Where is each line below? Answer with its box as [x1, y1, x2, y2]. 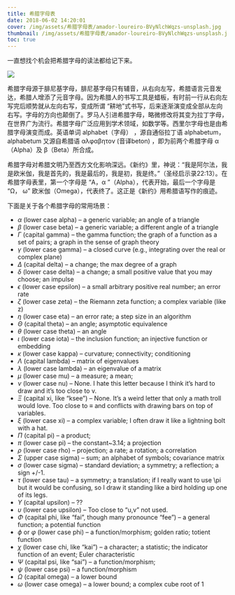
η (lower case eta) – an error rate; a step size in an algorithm [17, 312, 192, 321]
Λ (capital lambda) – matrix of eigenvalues [17, 357, 139, 365]
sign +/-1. [17, 468, 45, 477]
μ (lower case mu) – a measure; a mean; [17, 372, 134, 380]
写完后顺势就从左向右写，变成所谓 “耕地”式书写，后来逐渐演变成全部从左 [7, 102, 217, 111]
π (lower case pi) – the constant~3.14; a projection [17, 439, 162, 447]
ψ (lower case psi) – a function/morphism [17, 565, 137, 574]
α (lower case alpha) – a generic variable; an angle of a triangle [17, 216, 200, 224]
